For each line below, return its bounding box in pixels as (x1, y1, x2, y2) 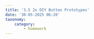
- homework (23, 26, 47, 31)
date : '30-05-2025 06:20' (5, 12, 60, 17)
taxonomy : (5, 17, 26, 22)
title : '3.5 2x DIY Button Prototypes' (5, 7, 90, 13)
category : (14, 21, 36, 27)
